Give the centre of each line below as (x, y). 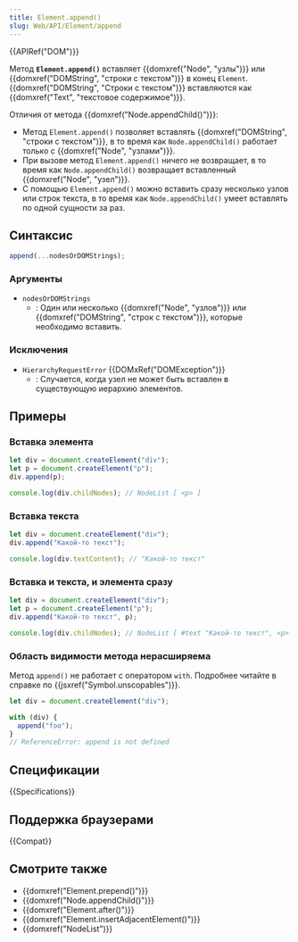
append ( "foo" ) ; (46, 725)
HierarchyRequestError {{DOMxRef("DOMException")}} (124, 369)
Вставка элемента (51, 442)
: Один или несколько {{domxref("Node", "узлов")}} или (141, 308)
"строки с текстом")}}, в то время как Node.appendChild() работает (150, 141)
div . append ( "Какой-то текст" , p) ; (74, 617)
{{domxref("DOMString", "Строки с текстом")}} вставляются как (131, 88)
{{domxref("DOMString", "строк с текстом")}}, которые (139, 317)
